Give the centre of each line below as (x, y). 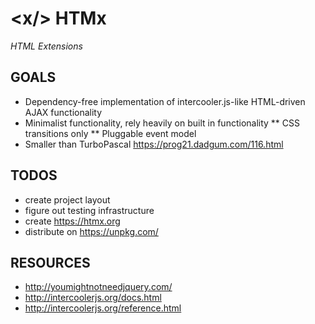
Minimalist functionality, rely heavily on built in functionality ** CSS (162, 123)
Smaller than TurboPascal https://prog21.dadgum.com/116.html (154, 144)
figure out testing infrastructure (89, 210)
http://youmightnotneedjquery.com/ (98, 287)
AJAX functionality (63, 112)
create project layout (67, 199)
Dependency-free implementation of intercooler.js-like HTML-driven (165, 101)
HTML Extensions (46, 46)
